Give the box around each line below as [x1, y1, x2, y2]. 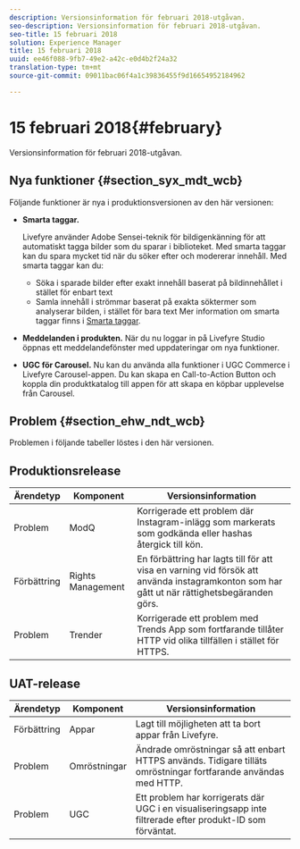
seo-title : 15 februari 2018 [9, 29, 118, 38]
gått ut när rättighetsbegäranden [137, 586, 274, 599]
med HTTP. [135, 777, 183, 789]
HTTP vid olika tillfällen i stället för [137, 635, 279, 647]
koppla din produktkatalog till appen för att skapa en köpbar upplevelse [21, 378, 285, 389]
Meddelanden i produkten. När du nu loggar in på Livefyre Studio [21, 332, 265, 343]
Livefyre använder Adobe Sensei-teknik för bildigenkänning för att [21, 231, 266, 242]
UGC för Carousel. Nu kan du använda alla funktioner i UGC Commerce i [21, 359, 290, 370]
